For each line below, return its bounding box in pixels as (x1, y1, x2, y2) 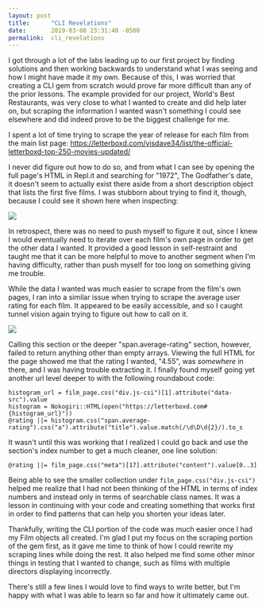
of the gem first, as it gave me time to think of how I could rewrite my (8, 541, 234, 551)
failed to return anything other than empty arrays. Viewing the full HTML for (8, 348, 256, 358)
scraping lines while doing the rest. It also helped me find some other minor (8, 550, 256, 560)
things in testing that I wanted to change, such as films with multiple (8, 558, 230, 568)
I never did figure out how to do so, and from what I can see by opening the (8, 162, 256, 172)
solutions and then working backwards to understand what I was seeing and (8, 64, 258, 74)
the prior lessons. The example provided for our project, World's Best (8, 89, 235, 99)
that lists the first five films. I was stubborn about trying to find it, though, (8, 188, 247, 197)
